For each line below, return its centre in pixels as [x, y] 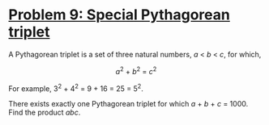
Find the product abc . [45, 112]
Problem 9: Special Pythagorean [120, 15]
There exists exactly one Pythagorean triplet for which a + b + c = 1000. [128, 104]
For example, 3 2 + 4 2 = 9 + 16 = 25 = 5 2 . [76, 88]
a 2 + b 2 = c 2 [136, 70]
